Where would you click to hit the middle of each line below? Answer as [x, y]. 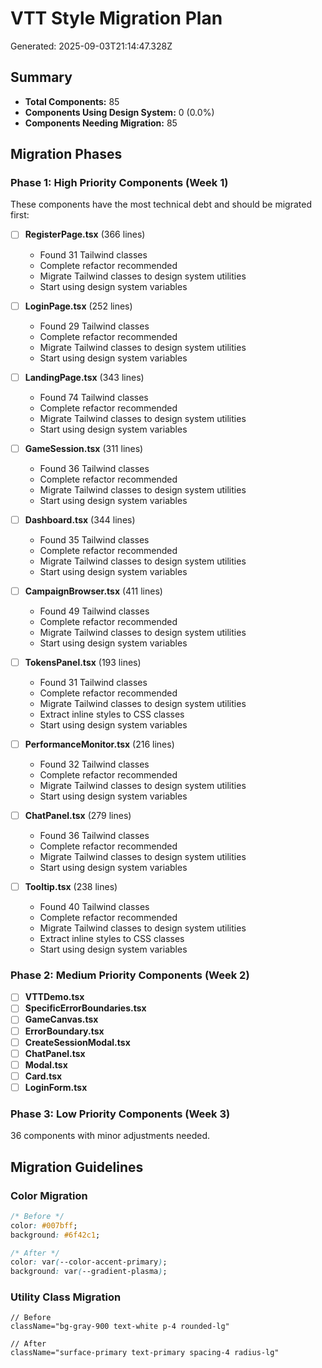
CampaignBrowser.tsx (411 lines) [93, 591]
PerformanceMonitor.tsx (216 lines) [99, 744]
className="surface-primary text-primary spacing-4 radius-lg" [145, 1353]
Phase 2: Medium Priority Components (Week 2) [130, 975]
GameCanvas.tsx [61, 1019]
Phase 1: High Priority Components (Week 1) [119, 183]
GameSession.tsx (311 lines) [84, 448]
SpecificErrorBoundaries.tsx [85, 1008]
